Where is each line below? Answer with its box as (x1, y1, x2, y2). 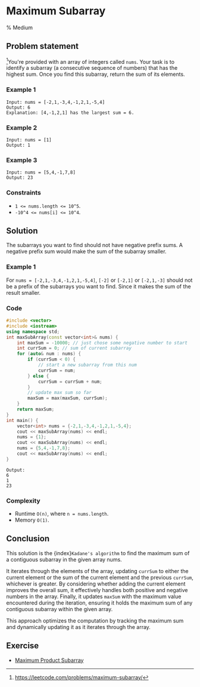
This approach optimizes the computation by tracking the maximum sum (6, 617, 184, 624)
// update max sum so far (27, 390, 92, 396)
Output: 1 (6, 142, 31, 148)
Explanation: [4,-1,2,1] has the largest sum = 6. (6, 109, 135, 116)
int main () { (6, 417, 39, 423)
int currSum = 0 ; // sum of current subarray (17, 345, 132, 352)
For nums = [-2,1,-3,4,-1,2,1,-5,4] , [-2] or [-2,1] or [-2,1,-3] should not (6, 276, 193, 284)
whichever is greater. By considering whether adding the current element (6, 580, 186, 587)
